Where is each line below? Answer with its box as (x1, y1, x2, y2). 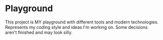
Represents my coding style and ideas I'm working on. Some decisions (5, 24, 148, 30)
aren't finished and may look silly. (5, 29, 72, 35)
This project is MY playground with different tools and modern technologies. (5, 19, 159, 25)
